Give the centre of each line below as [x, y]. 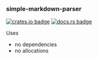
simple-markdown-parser [44, 9]
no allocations [31, 51]
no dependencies [36, 45]
